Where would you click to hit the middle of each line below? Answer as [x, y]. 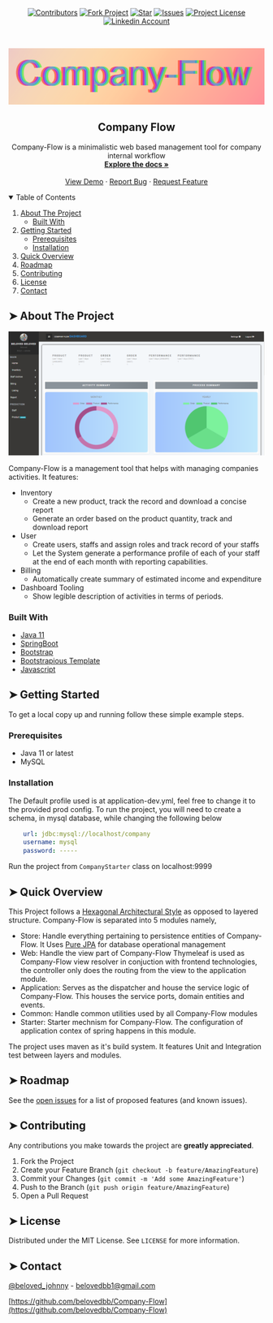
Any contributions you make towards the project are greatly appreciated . [131, 1145]
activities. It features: [43, 477]
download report [60, 527]
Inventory [36, 492]
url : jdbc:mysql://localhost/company [87, 834]
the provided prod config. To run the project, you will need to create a [125, 809]
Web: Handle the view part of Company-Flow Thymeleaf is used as [132, 953]
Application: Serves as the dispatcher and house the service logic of [134, 988]
